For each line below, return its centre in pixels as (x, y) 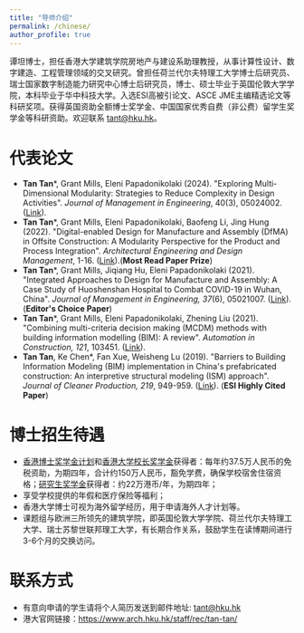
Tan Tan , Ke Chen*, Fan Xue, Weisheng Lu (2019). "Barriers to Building (154, 357)
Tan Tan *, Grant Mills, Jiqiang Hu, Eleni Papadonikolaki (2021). (138, 270)
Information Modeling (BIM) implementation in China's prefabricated (150, 367)
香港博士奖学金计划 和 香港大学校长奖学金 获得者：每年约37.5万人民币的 (153, 462)
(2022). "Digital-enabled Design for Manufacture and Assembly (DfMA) (155, 232)
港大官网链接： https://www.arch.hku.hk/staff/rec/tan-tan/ (130, 619)
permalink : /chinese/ (50, 26)
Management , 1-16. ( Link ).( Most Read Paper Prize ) (118, 261)
